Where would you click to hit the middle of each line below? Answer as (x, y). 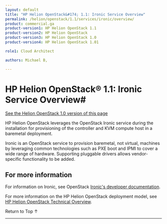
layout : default (22, 10)
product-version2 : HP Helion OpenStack (46, 33)
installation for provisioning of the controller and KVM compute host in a (79, 128)
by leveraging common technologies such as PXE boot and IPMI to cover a (82, 149)
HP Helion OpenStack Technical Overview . (49, 202)
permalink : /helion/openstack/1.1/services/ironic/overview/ (70, 19)
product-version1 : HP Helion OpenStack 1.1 (51, 28)
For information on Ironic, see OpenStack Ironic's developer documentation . (83, 187)
